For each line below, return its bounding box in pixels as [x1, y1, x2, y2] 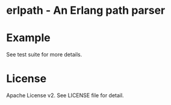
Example [6, 31, 51, 45]
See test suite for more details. [6, 51, 82, 58]
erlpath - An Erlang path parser [6, 4, 166, 17]
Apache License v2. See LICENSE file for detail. [6, 92, 125, 99]
